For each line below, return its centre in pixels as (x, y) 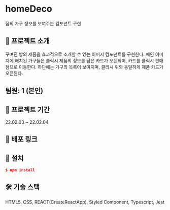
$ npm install (20, 170)
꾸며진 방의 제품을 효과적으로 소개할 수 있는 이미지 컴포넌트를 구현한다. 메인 (80, 54)
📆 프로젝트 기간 (27, 110)
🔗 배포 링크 (22, 139)
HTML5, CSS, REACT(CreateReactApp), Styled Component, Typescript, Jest (85, 202)
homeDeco (29, 9)
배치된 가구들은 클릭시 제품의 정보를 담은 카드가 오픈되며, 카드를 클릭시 (84, 60)
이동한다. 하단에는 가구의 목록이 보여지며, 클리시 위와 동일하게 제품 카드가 (91, 67)
